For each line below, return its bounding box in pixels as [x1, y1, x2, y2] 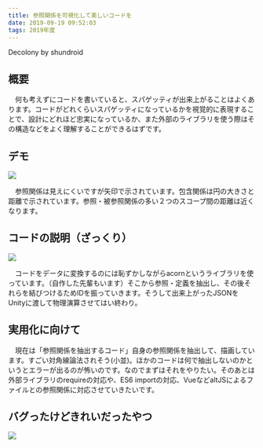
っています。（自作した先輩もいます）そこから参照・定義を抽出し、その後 [8, 278, 245, 288]
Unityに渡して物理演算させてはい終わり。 [8, 298, 142, 307]
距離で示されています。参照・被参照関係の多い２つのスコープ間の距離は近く [8, 196, 255, 205]
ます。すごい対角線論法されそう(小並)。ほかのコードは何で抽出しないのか [8, 355, 247, 365]
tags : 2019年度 [8, 26, 56, 34]
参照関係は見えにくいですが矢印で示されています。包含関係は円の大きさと [14, 186, 255, 196]
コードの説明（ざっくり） [8, 231, 132, 244]
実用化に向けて [8, 323, 81, 336]
